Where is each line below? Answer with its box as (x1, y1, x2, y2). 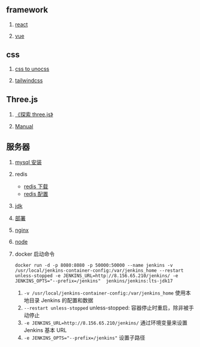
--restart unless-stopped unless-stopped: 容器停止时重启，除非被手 (23, 304, 194, 312)
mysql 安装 (14, 159, 42, 166)
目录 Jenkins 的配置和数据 (29, 297, 94, 304)
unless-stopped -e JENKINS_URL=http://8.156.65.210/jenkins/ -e (14, 273, 179, 279)
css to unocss (14, 65, 50, 73)
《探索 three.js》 (14, 111, 54, 118)
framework (6, 5, 48, 15)
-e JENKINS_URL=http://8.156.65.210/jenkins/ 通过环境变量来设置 (23, 319, 188, 327)
